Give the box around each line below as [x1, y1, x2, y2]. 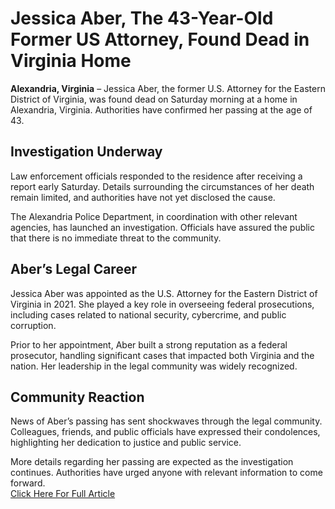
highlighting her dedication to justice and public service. [10, 437, 242, 449]
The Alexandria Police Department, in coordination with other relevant [10, 210, 298, 222]
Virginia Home [10, 50, 132, 72]
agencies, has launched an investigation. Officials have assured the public [10, 221, 316, 233]
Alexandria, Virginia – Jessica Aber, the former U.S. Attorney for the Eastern [10, 82, 326, 94]
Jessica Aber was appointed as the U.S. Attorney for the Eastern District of [10, 287, 318, 299]
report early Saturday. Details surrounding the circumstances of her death [10, 180, 315, 192]
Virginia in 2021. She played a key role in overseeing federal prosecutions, [10, 298, 315, 310]
